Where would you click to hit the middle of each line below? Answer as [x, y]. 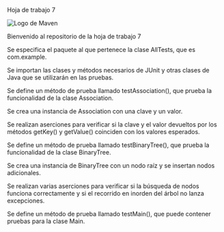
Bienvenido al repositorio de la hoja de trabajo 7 [74, 36]
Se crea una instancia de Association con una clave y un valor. [95, 111]
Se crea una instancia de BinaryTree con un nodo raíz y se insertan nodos [111, 166]
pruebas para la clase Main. [46, 221]
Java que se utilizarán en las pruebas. [60, 77]
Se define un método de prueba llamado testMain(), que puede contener [109, 214]
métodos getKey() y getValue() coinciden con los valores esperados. [103, 132]
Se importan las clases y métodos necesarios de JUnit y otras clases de [108, 70]
